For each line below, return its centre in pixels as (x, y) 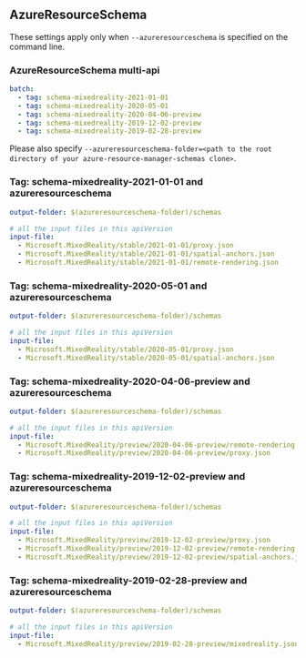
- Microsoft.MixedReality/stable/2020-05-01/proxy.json (126, 349)
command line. (37, 46)
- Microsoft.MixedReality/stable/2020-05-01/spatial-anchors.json (146, 358)
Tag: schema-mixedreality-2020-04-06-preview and (130, 381)
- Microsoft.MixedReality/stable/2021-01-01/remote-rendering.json (148, 263)
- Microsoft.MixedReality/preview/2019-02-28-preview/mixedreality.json (158, 644)
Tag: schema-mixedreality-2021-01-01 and (106, 182)
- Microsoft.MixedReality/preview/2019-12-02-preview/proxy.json (144, 541)
